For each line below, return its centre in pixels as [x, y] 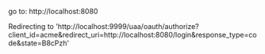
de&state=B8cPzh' [39, 43]
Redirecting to [31, 26]
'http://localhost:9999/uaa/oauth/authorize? [127, 26]
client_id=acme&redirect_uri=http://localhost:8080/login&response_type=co [132, 35]
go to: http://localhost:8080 [53, 11]
